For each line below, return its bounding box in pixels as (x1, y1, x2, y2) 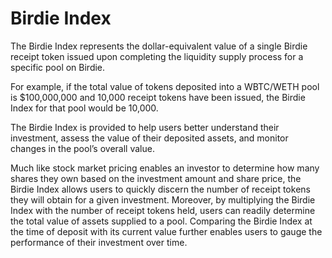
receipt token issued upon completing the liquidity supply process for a (10, 50, 304, 62)
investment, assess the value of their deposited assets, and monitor (10, 132, 289, 144)
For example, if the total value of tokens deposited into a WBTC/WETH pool (10, 80, 320, 92)
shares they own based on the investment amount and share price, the (10, 172, 302, 184)
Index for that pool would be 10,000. (10, 102, 159, 114)
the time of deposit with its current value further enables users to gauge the (10, 225, 323, 237)
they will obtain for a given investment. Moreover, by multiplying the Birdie (10, 193, 316, 206)
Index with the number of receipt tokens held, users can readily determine (10, 204, 316, 216)
